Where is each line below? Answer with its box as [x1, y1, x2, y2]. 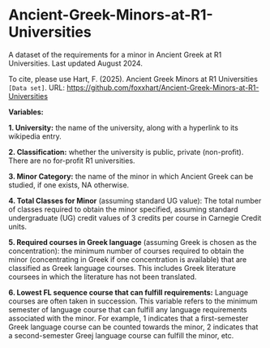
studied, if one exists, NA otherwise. [8, 180, 130, 190]
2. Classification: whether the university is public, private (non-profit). [8, 147, 244, 157]
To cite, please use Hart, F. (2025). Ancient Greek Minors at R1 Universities [8, 74, 258, 84]
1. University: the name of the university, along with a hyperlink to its [8, 122, 239, 132]
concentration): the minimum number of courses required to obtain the [8, 246, 245, 256]
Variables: [8, 107, 44, 117]
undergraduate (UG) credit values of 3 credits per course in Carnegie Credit [8, 213, 262, 222]
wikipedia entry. [8, 131, 62, 141]
